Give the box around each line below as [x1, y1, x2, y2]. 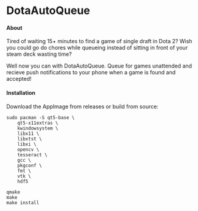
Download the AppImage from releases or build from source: [6, 103, 158, 110]
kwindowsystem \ [17, 125, 59, 131]
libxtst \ [17, 136, 43, 142]
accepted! [6, 75, 32, 83]
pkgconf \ [17, 162, 43, 168]
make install [6, 199, 40, 206]
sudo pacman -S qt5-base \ [6, 114, 75, 120]
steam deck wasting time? [6, 50, 72, 58]
